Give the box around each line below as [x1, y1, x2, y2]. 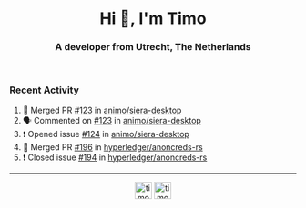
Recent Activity [9, 84, 80, 96]
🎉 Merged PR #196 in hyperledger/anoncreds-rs [22, 141, 203, 153]
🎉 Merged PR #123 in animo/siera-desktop [22, 104, 182, 115]
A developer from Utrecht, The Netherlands [55, 41, 251, 54]
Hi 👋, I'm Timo [99, 8, 207, 29]
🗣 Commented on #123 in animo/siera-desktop [22, 114, 202, 125]
